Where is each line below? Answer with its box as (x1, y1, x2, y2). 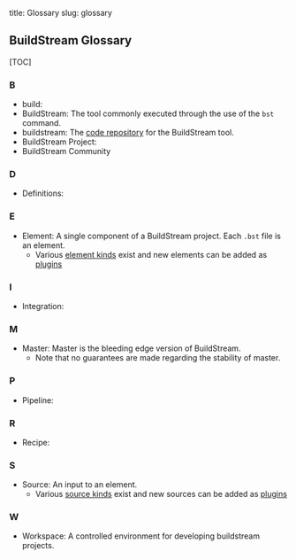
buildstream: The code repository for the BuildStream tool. (21, 128, 234, 138)
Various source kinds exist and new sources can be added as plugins (34, 489, 287, 500)
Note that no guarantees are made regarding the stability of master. (34, 353, 281, 363)
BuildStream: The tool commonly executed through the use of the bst (21, 108, 275, 119)
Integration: (21, 301, 65, 311)
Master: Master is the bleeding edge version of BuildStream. (21, 343, 241, 353)
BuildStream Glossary (9, 33, 133, 48)
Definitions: (21, 188, 65, 198)
